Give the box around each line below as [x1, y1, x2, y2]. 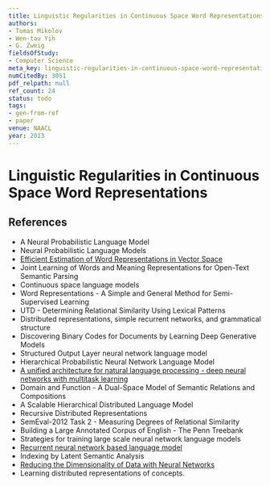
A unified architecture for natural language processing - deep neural [19, 365, 247, 375]
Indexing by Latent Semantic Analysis [19, 451, 145, 460]
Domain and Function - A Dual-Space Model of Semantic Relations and [19, 382, 256, 392]
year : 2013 [8, 131, 45, 139]
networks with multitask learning [19, 374, 129, 384]
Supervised [19, 297, 59, 306]
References [8, 215, 67, 230]
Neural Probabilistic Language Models [19, 245, 147, 255]
